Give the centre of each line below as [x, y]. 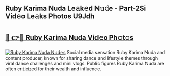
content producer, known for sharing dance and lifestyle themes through [82, 58]
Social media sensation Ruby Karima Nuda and [116, 52]
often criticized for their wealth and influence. [53, 69]
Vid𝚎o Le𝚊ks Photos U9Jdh [50, 17]
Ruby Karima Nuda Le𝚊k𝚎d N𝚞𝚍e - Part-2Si [76, 8]
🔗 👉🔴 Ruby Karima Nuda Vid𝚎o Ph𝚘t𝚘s [69, 37]
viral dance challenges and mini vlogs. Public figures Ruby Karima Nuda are [85, 64]
